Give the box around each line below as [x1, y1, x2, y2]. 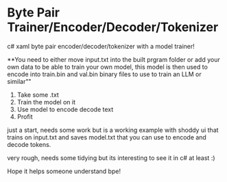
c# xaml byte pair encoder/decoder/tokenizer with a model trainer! [7, 42, 195, 50]
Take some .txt [16, 91, 60, 99]
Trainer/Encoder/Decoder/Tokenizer [7, 19, 219, 35]
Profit [16, 112, 33, 121]
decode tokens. [7, 140, 51, 148]
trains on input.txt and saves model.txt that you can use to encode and [7, 133, 207, 141]
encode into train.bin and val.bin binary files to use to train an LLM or [7, 70, 202, 78]
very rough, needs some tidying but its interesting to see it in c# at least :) [7, 153, 215, 162]
